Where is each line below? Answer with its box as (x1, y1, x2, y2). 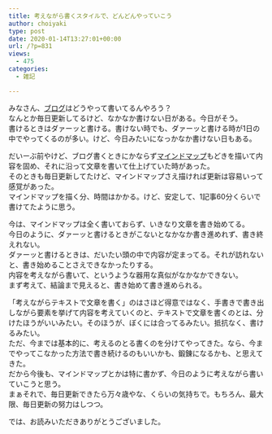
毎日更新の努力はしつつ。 (22, 399, 108, 409)
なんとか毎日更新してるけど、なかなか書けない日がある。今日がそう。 (8, 113, 243, 123)
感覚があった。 (8, 181, 58, 191)
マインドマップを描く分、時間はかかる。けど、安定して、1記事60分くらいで (8, 191, 261, 201)
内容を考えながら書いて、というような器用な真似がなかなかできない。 (8, 270, 243, 279)
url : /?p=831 (8, 42, 53, 50)
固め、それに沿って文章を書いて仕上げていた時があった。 (22, 160, 214, 171)
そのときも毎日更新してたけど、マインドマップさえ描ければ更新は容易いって (8, 171, 264, 181)
